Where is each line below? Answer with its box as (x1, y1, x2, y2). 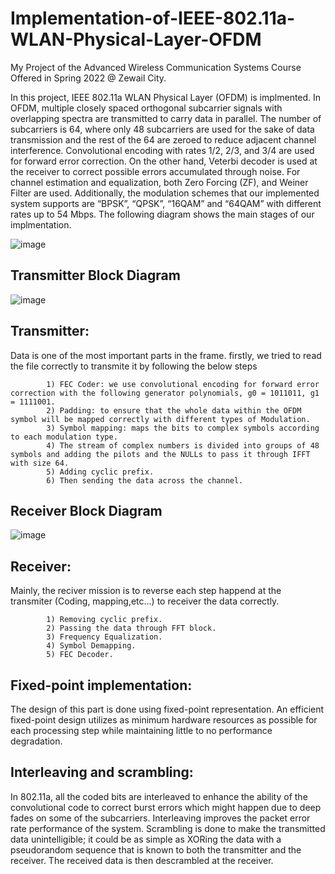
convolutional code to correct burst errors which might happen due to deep (10, 801, 322, 813)
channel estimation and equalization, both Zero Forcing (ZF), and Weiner (10, 176, 309, 188)
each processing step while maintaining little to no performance (10, 725, 273, 736)
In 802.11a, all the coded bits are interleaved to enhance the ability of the (10, 790, 308, 802)
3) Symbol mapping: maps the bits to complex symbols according (46, 423, 320, 433)
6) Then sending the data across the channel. (46, 475, 244, 486)
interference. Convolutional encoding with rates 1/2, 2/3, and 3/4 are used (10, 144, 315, 156)
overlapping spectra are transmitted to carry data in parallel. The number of (10, 112, 322, 124)
